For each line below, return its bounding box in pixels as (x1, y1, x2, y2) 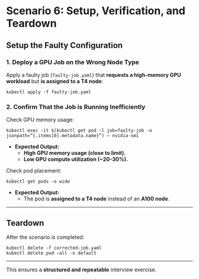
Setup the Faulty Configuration (6, 40, 123, 50)
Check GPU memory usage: (6, 116, 74, 124)
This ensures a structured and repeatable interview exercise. (6, 266, 157, 273)
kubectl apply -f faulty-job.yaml (6, 89, 92, 95)
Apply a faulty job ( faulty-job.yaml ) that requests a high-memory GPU (6, 71, 181, 78)
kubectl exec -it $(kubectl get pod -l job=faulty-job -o (6, 128, 152, 134)
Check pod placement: (6, 167, 62, 174)
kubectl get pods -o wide (6, 179, 70, 184)
